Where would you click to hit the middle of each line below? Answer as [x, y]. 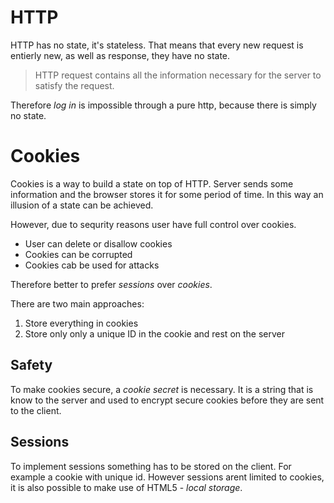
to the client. [36, 410]
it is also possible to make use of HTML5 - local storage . [126, 487]
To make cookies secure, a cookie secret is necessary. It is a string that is [162, 389]
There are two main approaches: [77, 303]
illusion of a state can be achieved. [82, 205]
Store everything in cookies [81, 323]
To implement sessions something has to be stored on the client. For [151, 466]
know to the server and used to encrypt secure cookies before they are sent [167, 400]
